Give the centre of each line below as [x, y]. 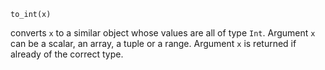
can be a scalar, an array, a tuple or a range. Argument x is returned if [153, 43]
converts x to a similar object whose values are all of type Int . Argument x [163, 33]
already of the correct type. [67, 54]
